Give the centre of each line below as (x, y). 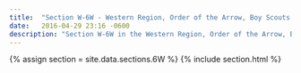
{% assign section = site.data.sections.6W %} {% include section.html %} (146, 60)
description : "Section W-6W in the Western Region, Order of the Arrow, (148, 34)
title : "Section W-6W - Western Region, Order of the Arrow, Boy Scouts (150, 17)
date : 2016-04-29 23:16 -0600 (69, 26)
